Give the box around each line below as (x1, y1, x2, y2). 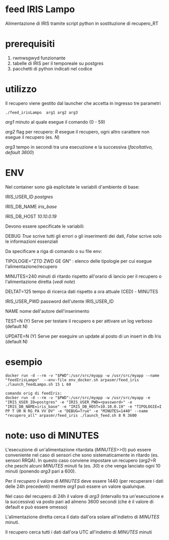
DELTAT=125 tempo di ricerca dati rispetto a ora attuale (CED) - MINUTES (5, 288, 158, 295)
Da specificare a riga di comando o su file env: (5, 248, 102, 254)
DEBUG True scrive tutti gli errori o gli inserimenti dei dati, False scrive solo (5, 233, 162, 239)
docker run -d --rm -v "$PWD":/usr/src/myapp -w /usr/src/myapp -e (5, 395, 151, 400)
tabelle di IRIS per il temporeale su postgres (12, 60, 104, 66)
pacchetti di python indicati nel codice (12, 65, 93, 71)
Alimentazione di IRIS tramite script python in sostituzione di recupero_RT (5, 20, 158, 26)
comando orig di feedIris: (5, 390, 62, 396)
